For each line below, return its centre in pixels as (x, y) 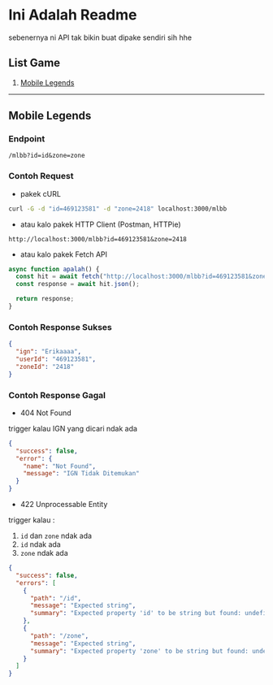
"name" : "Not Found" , (59, 466)
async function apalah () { (54, 269)
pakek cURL (40, 193)
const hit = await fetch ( (60, 277)
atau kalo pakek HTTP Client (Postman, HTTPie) (100, 224)
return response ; (45, 299)
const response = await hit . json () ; (78, 284)
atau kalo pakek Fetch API (64, 254)
